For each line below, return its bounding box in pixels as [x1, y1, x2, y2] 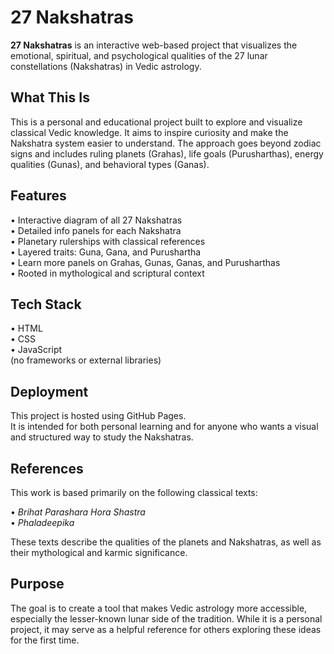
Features [10, 187, 67, 205]
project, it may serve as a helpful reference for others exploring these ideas [10, 623, 322, 635]
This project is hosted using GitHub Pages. [10, 410, 187, 422]
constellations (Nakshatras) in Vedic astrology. [10, 60, 202, 72]
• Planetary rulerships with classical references [10, 235, 206, 247]
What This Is [10, 89, 90, 106]
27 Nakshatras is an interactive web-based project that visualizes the [10, 39, 298, 51]
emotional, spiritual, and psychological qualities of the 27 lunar [10, 49, 268, 61]
